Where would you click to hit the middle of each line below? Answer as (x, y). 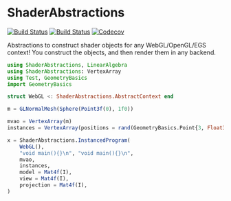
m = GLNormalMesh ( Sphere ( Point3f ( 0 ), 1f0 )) (70, 109)
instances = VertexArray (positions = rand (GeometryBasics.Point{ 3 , (106, 128)
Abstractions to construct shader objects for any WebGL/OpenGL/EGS (107, 45)
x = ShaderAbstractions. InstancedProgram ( (69, 140)
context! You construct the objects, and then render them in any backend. (112, 52)
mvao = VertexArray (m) (40, 122)
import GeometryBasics (40, 84)
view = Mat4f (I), (44, 179)
